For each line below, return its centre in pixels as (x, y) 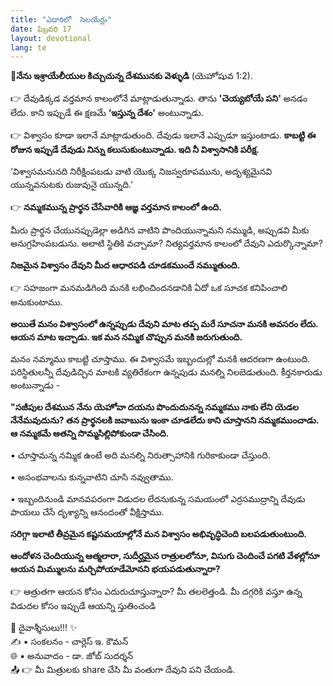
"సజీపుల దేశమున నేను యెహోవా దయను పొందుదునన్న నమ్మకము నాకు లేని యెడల (154, 407)
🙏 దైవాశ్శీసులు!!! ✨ (44, 628)
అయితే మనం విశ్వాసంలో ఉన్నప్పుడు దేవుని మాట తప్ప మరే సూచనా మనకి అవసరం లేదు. (164, 324)
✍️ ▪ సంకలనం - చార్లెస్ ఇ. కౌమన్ (69, 642)
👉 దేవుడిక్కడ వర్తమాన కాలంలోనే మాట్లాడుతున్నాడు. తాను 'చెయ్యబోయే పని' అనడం (159, 98)
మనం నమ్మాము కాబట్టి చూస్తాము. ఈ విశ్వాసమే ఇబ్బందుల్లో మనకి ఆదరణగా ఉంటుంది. (160, 359)
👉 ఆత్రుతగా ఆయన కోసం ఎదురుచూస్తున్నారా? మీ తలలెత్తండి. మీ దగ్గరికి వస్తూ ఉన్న (156, 592)
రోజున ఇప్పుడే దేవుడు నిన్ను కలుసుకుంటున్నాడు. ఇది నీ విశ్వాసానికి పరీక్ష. (135, 150)
